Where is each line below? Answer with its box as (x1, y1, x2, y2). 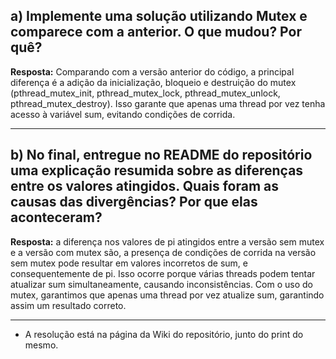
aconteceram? (10, 209, 103, 226)
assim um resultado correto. (10, 299, 127, 311)
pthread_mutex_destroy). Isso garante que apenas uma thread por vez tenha (10, 97, 326, 109)
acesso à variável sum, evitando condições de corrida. (10, 108, 236, 120)
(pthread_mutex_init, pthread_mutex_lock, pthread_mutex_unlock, (10, 87, 281, 99)
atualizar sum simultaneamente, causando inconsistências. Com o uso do (10, 278, 313, 290)
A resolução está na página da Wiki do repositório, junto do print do (24, 328, 304, 340)
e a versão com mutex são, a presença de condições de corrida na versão (10, 246, 317, 258)
